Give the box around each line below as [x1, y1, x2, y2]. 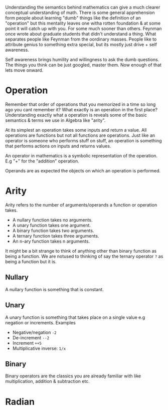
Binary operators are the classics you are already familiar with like [5, 373, 141, 379]
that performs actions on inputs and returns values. [5, 143, 111, 149]
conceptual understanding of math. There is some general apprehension [5, 10, 155, 16]
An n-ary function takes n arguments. [12, 238, 90, 244]
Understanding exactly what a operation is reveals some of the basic [5, 112, 147, 118]
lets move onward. [5, 67, 44, 73]
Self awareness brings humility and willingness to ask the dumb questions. [5, 57, 159, 62]
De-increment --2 [12, 334, 50, 340]
